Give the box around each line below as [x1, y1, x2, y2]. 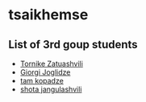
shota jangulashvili [19, 84, 82, 94]
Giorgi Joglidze [19, 67, 71, 77]
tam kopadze [19, 76, 65, 85]
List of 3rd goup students [8, 38, 139, 51]
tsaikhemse [8, 6, 89, 24]
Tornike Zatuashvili [19, 59, 83, 68]
